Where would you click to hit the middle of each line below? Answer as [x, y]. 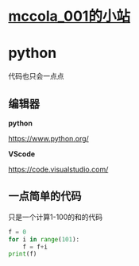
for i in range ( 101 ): [44, 239]
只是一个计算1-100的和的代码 [56, 217]
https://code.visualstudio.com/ [58, 169]
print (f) [23, 254]
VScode [22, 154]
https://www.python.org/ [48, 138]
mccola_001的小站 [69, 16]
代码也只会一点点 [36, 76]
